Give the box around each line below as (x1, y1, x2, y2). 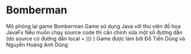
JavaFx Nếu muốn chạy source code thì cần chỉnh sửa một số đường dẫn (6, 28, 183, 35)
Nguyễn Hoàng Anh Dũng (6, 41, 69, 48)
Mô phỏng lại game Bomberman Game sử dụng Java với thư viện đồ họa (6, 23, 181, 30)
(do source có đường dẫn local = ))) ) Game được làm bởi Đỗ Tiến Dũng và (6, 35, 186, 42)
